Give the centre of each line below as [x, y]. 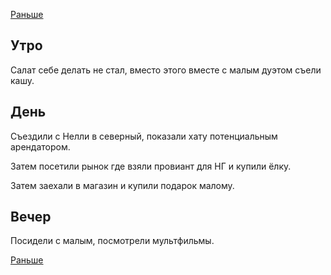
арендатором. [40, 146]
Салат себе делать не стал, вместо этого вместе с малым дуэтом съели [166, 70]
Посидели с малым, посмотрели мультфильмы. [112, 241]
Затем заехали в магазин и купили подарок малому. [122, 185]
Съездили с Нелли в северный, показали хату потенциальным [144, 136]
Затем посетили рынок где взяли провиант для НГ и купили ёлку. [151, 166]
